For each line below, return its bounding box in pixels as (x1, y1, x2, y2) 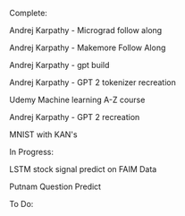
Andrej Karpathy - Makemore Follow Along (9, 42, 166, 53)
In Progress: (9, 147, 54, 157)
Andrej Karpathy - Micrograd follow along (9, 25, 163, 35)
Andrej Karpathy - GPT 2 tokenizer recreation (9, 77, 176, 88)
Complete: (9, 8, 47, 18)
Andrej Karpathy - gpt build (9, 60, 110, 70)
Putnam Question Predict (9, 181, 101, 192)
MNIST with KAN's (9, 129, 78, 140)
